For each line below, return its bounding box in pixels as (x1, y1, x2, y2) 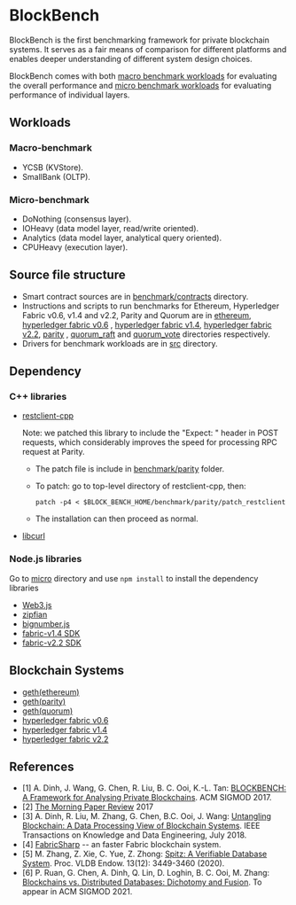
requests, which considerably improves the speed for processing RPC (21, 437, 277, 448)
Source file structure (9, 268, 126, 283)
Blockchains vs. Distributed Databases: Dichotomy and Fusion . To (21, 877, 262, 887)
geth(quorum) (21, 706, 74, 716)
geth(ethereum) (21, 686, 80, 697)
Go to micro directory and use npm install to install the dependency (9, 573, 259, 583)
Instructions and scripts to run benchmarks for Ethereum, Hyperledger (21, 300, 280, 311)
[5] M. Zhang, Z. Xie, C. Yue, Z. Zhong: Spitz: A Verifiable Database (21, 848, 268, 860)
